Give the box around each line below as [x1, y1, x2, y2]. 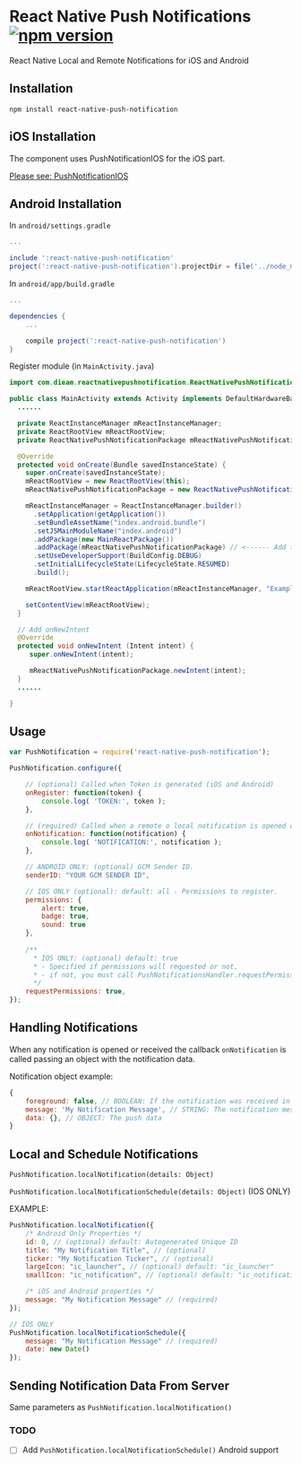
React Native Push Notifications [9, 6, 252, 27]
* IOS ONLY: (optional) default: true [32, 954, 178, 963]
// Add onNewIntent [17, 625, 90, 634]
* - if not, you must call [32, 971, 134, 980]
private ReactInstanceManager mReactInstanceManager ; [17, 419, 222, 428]
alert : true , [41, 903, 90, 912]
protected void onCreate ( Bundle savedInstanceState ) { [17, 460, 227, 469]
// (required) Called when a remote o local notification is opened [25, 821, 287, 831]
